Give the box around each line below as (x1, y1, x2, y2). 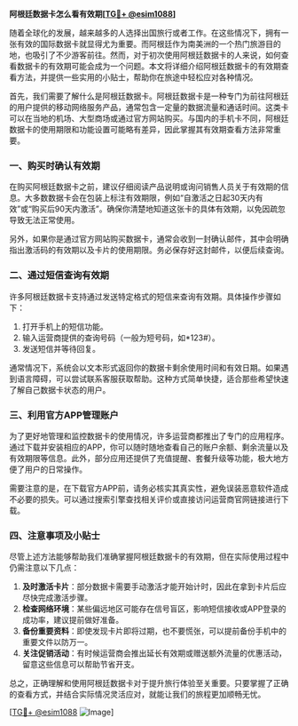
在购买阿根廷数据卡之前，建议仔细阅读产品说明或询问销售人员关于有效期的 (9, 181, 281, 192)
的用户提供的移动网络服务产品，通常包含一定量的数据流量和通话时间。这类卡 (9, 102, 289, 112)
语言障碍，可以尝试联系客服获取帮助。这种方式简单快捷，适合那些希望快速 (16, 373, 289, 384)
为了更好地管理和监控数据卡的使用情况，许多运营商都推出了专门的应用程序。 (9, 430, 289, 441)
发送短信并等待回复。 (21, 343, 100, 354)
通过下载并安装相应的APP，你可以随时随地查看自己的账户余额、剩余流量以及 (9, 442, 289, 452)
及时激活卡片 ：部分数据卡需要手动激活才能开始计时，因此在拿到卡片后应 (21, 581, 286, 592)
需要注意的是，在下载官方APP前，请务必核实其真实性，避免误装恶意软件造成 (9, 483, 289, 493)
